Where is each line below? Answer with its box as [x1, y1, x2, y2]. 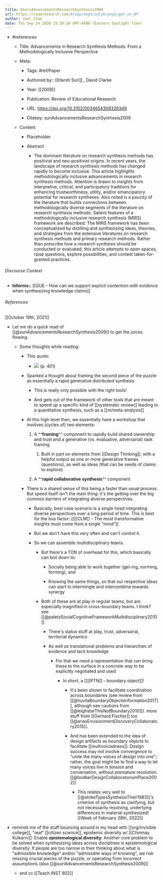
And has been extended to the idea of [70, 733, 146, 738]
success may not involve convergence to [70, 748, 152, 754]
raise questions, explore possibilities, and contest [34, 251, 133, 257]
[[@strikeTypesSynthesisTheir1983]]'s [77, 794, 154, 800]
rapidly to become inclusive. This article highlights [34, 168, 135, 174]
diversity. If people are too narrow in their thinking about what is [12, 845, 141, 851]
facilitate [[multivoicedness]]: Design [70, 743, 144, 749]
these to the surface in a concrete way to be [55, 663, 145, 669]
